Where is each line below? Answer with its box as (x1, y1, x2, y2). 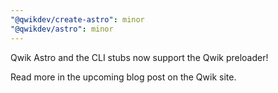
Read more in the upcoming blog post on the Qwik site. (10, 71, 237, 83)
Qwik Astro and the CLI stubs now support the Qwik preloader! (10, 51, 269, 63)
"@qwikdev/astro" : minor (10, 24, 114, 34)
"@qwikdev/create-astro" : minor (10, 14, 145, 25)
